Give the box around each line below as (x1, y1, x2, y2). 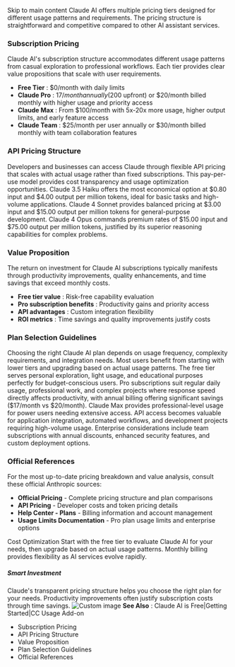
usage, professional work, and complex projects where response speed (7, 386, 216, 395)
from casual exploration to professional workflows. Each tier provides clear (7, 62, 225, 71)
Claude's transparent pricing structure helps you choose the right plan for (7, 586, 222, 595)
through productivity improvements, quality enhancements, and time (7, 271, 207, 279)
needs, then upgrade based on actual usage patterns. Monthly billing (7, 545, 208, 554)
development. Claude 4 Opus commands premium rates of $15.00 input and (7, 215, 228, 224)
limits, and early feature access (17, 113, 109, 122)
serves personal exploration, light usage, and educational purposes (7, 371, 203, 380)
